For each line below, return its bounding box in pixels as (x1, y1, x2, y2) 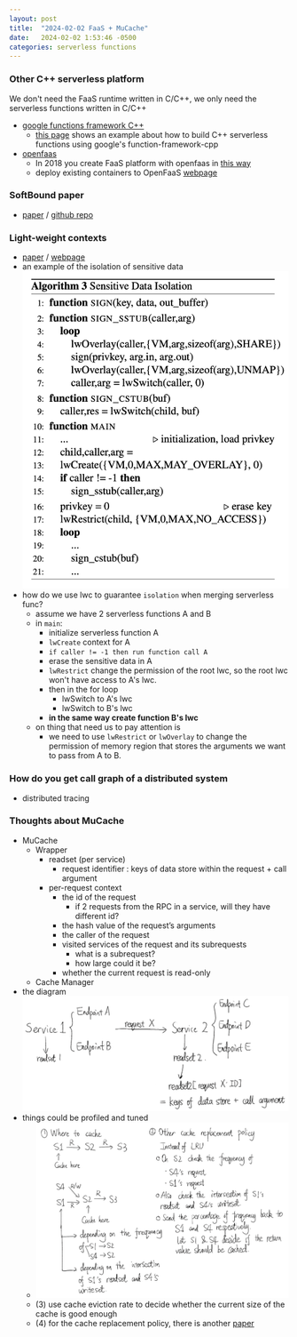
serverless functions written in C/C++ (9, 102, 147, 113)
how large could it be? (74, 957, 157, 968)
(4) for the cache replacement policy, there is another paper (35, 1318, 254, 1329)
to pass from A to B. (48, 750, 121, 761)
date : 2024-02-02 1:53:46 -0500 (9, 33, 137, 42)
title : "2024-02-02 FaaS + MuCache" (9, 23, 149, 33)
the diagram (21, 986, 66, 997)
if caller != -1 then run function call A (48, 648, 208, 657)
